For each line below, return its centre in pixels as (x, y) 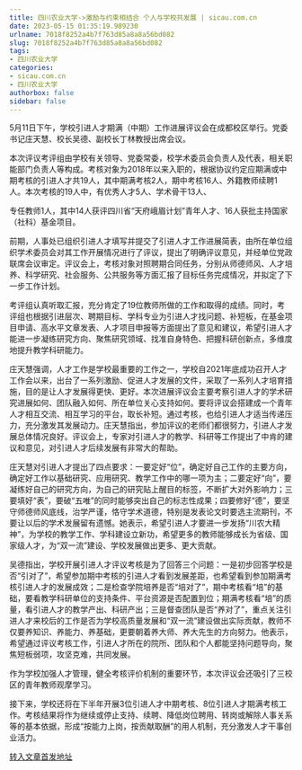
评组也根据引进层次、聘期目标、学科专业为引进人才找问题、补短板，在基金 (147, 316)
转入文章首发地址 (41, 757)
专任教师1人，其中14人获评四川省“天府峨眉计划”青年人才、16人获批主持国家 (149, 211)
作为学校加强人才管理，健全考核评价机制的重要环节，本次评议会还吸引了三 (147, 674)
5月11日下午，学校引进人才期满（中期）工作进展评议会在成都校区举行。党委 (149, 128)
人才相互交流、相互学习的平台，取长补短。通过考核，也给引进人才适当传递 (147, 414)
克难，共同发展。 (103, 655)
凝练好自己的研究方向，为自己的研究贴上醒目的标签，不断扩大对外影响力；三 (151, 490)
